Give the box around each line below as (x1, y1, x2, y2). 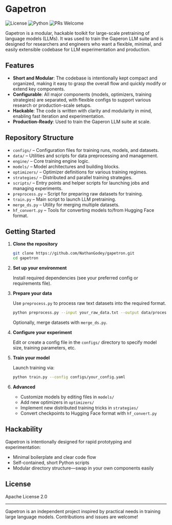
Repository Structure (5, 133, 74, 142)
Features (5, 61, 34, 70)
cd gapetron (12, 256, 38, 261)
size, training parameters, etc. (12, 345, 76, 351)
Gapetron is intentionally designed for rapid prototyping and (5, 438, 132, 444)
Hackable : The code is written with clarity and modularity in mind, (12, 107, 153, 113)
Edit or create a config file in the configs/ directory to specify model (12, 339, 157, 345)
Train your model (12, 355, 50, 361)
